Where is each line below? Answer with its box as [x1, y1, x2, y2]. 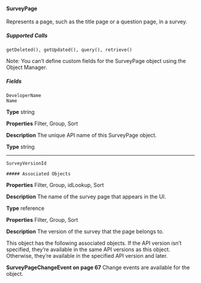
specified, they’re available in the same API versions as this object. [6, 246, 170, 253]
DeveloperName [6, 93, 42, 99]
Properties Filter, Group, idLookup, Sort [6, 182, 104, 189]
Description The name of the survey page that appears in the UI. [6, 193, 166, 200]
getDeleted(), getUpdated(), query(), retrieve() [6, 47, 133, 53]
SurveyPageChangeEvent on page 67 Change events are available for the [6, 264, 190, 271]
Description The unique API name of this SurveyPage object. [6, 132, 157, 139]
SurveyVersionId [6, 161, 47, 167]
